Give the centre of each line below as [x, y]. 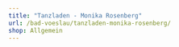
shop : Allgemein [35, 30]
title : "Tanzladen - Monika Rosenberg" [75, 16]
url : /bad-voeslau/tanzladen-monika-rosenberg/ [90, 23]
